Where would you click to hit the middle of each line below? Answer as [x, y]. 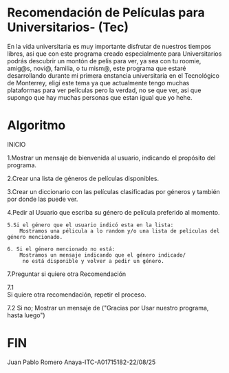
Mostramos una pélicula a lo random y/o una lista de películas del [120, 231]
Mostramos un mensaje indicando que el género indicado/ [103, 255]
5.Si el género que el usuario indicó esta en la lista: [90, 225]
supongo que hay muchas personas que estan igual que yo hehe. [100, 97]
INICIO [17, 144]
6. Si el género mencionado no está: [61, 249]
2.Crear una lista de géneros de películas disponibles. [83, 178]
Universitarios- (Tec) [68, 27]
